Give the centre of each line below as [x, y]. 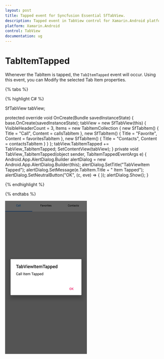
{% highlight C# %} [25, 98]
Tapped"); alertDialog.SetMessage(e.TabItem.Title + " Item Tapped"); [74, 169]
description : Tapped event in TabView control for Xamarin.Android [75, 21]
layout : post [18, 10]
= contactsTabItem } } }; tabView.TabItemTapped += [57, 144]
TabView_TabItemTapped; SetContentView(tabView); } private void [72, 149]
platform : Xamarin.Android [32, 26]
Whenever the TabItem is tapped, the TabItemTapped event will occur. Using [81, 74]
